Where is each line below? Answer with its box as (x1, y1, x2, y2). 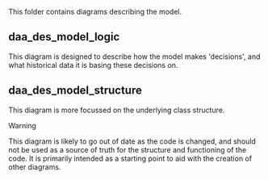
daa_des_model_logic (8, 30, 120, 44)
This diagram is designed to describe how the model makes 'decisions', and (8, 52, 261, 61)
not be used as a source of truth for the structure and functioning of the (8, 144, 247, 154)
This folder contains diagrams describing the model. (8, 7, 182, 16)
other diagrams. (8, 161, 61, 172)
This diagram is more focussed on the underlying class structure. (8, 105, 225, 115)
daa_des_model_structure (8, 84, 143, 98)
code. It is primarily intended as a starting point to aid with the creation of (8, 153, 253, 163)
